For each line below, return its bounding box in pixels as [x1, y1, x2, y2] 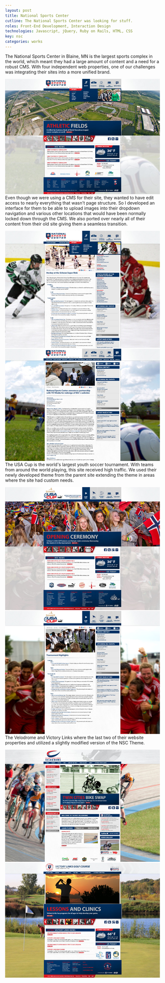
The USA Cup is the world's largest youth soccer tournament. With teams [5, 461, 154, 467]
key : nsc [5, 34, 23, 39]
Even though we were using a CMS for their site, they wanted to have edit [5, 195, 154, 201]
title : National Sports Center [5, 13, 69, 18]
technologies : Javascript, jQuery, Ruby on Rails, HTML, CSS [5, 29, 133, 34]
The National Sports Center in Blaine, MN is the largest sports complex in [5, 53, 153, 59]
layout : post [5, 8, 32, 13]
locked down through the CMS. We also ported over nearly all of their [5, 215, 146, 221]
